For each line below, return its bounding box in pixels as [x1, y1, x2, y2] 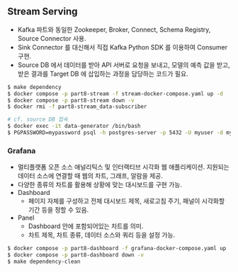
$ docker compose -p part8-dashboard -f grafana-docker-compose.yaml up [7, 245, 227, 252]
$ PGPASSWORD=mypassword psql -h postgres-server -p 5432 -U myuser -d [7, 129, 223, 136]
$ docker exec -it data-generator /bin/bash [7, 123, 141, 130]
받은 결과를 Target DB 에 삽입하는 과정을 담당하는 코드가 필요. [17, 69, 189, 78]
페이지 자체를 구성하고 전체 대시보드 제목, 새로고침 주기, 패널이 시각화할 [28, 197, 225, 206]
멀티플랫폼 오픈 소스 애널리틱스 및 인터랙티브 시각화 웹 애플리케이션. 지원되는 [17, 162, 230, 172]
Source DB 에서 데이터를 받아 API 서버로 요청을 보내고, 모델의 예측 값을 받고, [17, 60, 230, 69]
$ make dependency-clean [7, 258, 81, 265]
